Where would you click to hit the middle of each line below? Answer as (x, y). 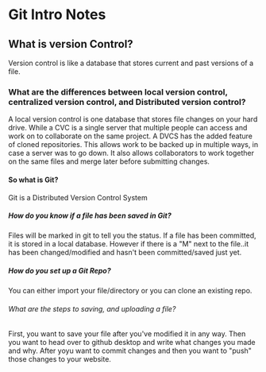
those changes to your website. (60, 358)
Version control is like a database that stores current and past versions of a (131, 63)
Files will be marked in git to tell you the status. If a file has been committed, (132, 235)
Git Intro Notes (57, 15)
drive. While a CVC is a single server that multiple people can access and (128, 128)
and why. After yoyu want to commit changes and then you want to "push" (130, 351)
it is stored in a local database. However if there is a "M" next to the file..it (128, 244)
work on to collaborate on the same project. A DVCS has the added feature (130, 136)
